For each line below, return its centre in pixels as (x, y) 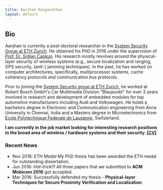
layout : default (22, 14)
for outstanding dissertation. (41, 161)
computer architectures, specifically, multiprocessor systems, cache (74, 72)
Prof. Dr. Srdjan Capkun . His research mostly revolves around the (71, 56)
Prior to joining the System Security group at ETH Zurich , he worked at (76, 87)
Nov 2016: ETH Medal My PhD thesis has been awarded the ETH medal (84, 156)
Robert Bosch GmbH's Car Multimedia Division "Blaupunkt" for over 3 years (81, 92)
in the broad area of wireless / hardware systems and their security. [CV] (81, 133)
